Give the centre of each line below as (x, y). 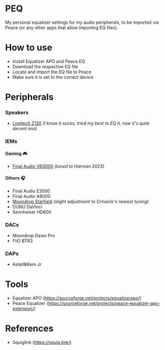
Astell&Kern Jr (27, 264)
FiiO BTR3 (23, 241)
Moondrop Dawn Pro (34, 235)
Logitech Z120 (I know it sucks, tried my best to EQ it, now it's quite (81, 123)
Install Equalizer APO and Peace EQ (49, 61)
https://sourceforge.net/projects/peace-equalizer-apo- (104, 303)
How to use (29, 48)
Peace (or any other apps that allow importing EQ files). (62, 27)
